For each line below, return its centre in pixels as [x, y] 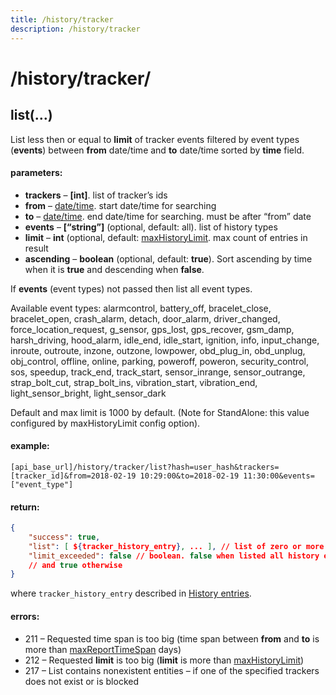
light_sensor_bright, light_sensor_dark [88, 393]
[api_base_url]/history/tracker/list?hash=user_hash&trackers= [145, 467]
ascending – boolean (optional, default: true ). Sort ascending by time [168, 258]
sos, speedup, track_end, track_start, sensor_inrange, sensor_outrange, [158, 372]
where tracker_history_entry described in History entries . [131, 593]
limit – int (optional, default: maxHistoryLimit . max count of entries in [166, 237]
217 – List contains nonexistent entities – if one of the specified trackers [172, 670]
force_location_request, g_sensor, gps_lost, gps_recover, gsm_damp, [152, 329]
